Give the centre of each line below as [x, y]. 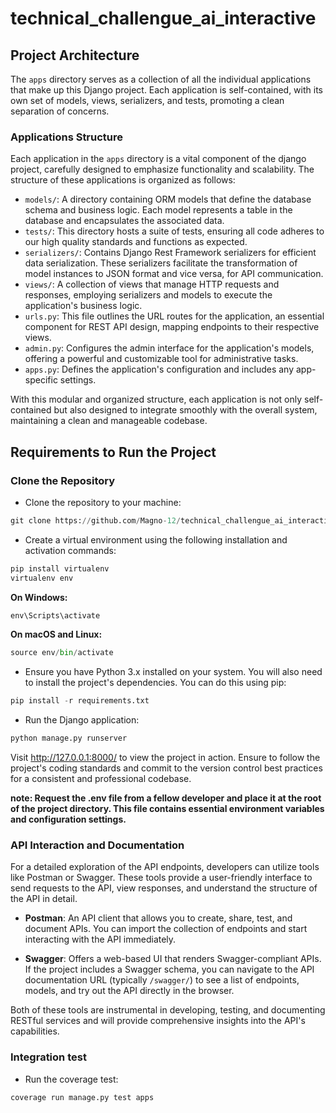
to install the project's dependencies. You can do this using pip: [155, 683]
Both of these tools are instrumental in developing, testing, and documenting [168, 1010]
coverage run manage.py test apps [82, 1097]
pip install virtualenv [60, 568]
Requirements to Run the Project [113, 452]
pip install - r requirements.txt [80, 701]
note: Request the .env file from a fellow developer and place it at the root [166, 798]
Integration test [48, 1057]
